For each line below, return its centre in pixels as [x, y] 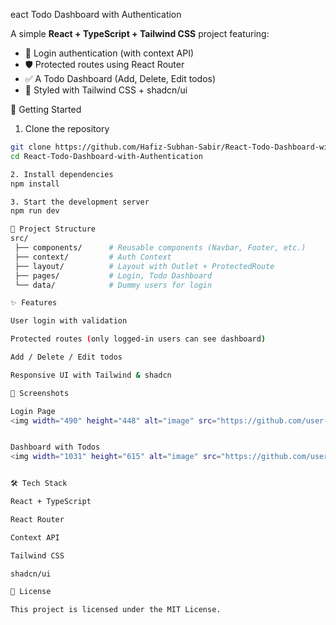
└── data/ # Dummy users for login [113, 285]
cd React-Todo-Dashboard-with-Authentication [106, 156]
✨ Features [34, 303]
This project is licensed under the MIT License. [116, 610]
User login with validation [69, 321]
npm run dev [35, 211]
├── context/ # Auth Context [93, 257]
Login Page [33, 411]
